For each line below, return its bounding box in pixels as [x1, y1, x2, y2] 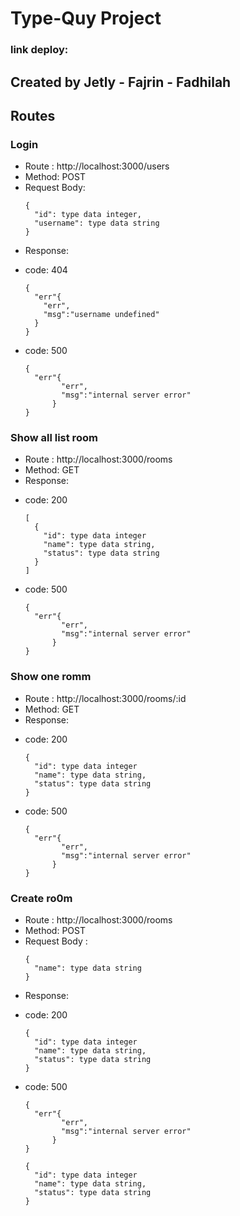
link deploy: [10, 43, 69, 57]
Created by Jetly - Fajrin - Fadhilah [10, 73, 232, 91]
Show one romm [10, 670, 92, 684]
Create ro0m [10, 891, 73, 905]
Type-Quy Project [10, 7, 162, 30]
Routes [10, 107, 56, 124]
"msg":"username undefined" [43, 310, 160, 320]
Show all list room [10, 431, 98, 445]
